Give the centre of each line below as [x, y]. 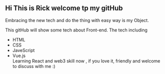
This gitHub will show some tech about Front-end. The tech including [76, 30]
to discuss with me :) [34, 66]
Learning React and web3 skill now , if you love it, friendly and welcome [86, 61]
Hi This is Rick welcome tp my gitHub [64, 8]
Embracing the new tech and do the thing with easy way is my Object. [77, 20]
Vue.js [19, 55]
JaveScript [23, 50]
